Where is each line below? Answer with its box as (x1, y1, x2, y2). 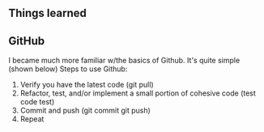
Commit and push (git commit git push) (19, 105, 151, 116)
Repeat (19, 114, 45, 124)
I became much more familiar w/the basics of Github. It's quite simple (8, 56, 241, 66)
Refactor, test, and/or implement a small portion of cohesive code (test (19, 88, 257, 98)
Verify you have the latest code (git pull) (19, 80, 154, 90)
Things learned (8, 6, 87, 20)
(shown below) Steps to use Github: (8, 64, 128, 74)
